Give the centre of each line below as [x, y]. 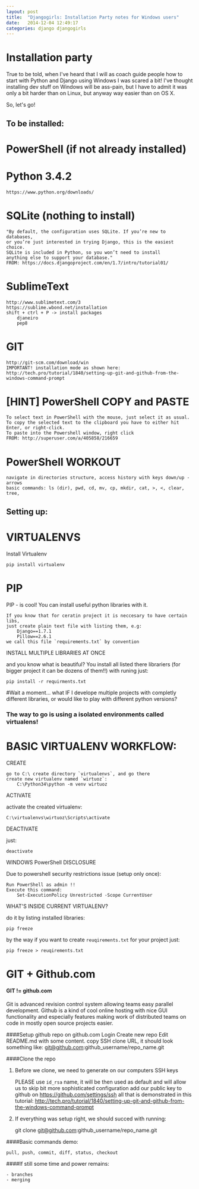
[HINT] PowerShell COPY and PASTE [98, 402]
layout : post [22, 12]
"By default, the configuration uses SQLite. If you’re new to [86, 232]
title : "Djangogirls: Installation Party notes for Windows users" [93, 17]
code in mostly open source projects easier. [60, 1023]
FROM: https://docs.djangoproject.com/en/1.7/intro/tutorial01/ [87, 263]
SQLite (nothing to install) [71, 216]
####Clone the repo [31, 1059]
